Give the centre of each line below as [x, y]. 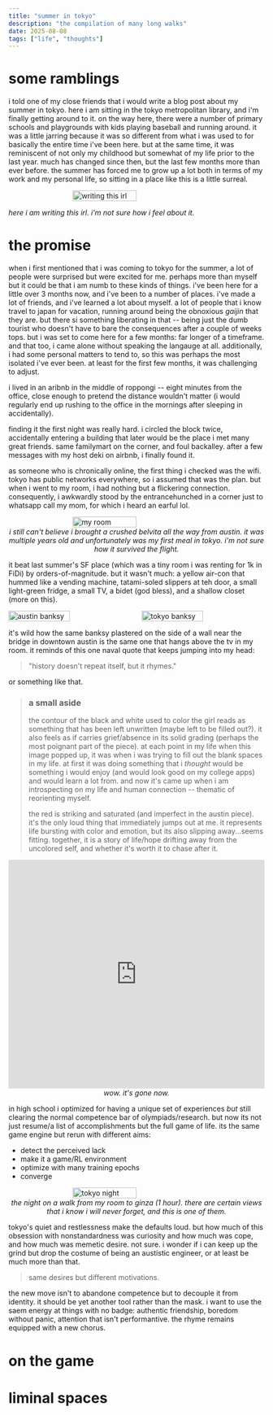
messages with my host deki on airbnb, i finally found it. [102, 455]
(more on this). [33, 599]
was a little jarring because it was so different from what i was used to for [131, 136]
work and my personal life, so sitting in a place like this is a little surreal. [128, 179]
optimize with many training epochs [80, 1168]
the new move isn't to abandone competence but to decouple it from [123, 1293]
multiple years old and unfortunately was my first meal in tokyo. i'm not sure [136, 541]
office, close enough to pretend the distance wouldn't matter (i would [124, 396]
